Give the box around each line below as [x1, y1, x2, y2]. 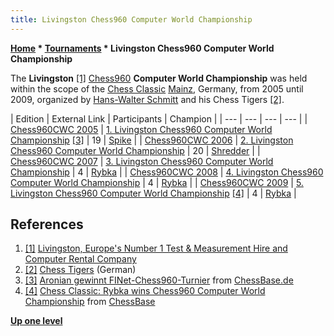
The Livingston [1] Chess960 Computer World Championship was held [10, 72, 308, 84]
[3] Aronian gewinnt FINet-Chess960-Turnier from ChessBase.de [24, 274, 294, 286]
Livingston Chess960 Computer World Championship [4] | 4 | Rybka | [10, 187, 297, 199]
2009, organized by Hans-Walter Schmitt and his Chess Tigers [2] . [10, 93, 285, 105]
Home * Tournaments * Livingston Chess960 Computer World [10, 42, 275, 54]
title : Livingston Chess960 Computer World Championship [10, 14, 253, 25]
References [10, 216, 84, 233]
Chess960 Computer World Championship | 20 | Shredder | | [10, 144, 261, 156]
